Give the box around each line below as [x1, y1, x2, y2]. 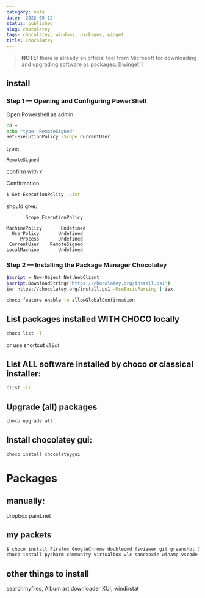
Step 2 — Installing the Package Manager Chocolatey [6, 261, 167, 269]
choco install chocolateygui [6, 451, 81, 457]
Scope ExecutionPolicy [25, 215, 84, 221]
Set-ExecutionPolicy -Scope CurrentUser [6, 134, 111, 140]
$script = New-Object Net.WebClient [6, 275, 99, 281]
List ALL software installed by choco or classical [6, 359, 194, 369]
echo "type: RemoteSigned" [6, 128, 75, 135]
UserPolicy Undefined [12, 231, 84, 237]
